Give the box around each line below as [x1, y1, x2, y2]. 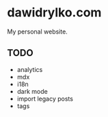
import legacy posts [16, 94, 74, 103]
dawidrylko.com [7, 5, 102, 21]
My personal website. [7, 27, 68, 36]
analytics [16, 65, 43, 73]
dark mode [16, 87, 48, 95]
